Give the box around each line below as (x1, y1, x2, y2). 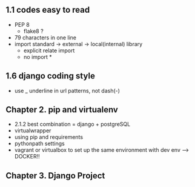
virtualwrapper (14, 127, 51, 134)
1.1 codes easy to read (5, 5, 90, 15)
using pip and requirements (14, 134, 83, 141)
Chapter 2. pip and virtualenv (5, 104, 119, 115)
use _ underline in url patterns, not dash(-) (14, 87, 121, 94)
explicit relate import (23, 47, 75, 54)
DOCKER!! (14, 153, 40, 160)
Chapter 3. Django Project (5, 170, 105, 181)
